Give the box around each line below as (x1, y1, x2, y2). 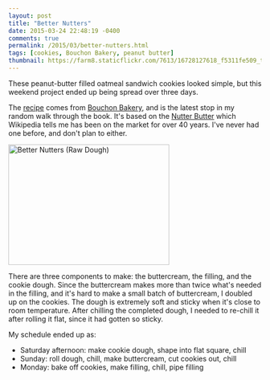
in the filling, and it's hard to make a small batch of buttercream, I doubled (8, 288, 253, 298)
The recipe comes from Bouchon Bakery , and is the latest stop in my (8, 102, 235, 112)
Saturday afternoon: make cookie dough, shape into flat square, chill (19, 345, 247, 354)
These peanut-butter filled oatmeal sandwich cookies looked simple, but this (8, 78, 262, 88)
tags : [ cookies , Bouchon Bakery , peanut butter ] (8, 49, 174, 57)
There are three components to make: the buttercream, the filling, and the (8, 271, 252, 281)
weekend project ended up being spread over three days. (8, 87, 198, 96)
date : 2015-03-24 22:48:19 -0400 (8, 27, 121, 35)
